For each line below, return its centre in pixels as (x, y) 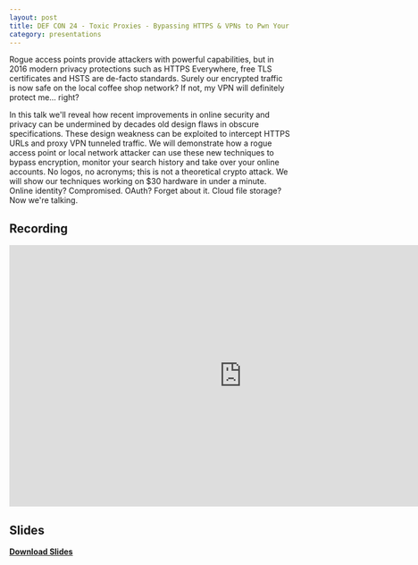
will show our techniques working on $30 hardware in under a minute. (138, 181)
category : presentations (55, 34)
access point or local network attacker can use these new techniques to (142, 153)
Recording (39, 228)
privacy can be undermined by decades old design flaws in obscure (134, 124)
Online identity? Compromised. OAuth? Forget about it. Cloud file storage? (146, 191)
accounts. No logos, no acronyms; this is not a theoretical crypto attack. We (149, 172)
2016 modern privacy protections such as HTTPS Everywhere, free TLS (141, 69)
